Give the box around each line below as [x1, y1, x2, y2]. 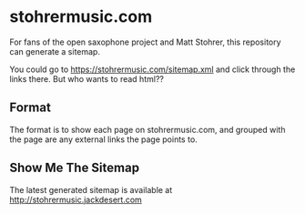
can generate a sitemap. [9, 46, 100, 56]
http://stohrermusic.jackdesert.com [9, 194, 143, 205]
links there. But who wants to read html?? [9, 73, 164, 84]
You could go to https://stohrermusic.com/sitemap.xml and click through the [9, 64, 296, 75]
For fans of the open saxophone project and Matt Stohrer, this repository [9, 36, 281, 47]
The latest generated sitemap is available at [9, 184, 173, 195]
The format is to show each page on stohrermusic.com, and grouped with [9, 124, 286, 135]
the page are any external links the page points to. [9, 134, 198, 145]
